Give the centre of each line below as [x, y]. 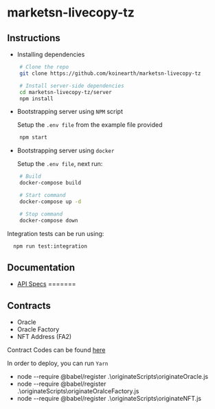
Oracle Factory [38, 329]
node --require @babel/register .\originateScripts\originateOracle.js [112, 376]
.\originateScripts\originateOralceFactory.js [78, 391]
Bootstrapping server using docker [66, 151]
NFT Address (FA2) [44, 337]
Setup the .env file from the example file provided [90, 125]
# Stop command [41, 214]
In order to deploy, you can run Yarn [58, 363]
